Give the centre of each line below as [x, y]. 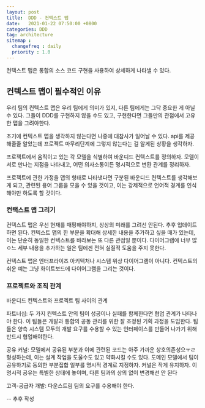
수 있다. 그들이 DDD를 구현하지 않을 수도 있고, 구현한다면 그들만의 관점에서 [95, 115]
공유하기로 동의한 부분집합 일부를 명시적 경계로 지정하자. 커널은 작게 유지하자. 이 [102, 365]
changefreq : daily [37, 47]
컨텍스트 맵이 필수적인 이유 [54, 92]
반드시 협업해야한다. [30, 337]
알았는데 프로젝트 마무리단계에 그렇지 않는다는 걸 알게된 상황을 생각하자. [108, 143]
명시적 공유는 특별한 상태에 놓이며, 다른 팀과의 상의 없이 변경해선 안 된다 [92, 373]
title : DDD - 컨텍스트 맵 [38, 18]
